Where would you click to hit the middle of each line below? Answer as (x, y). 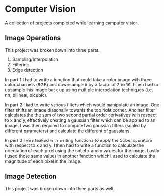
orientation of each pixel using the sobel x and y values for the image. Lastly (82, 150)
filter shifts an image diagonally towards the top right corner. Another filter (80, 110)
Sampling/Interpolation (35, 59)
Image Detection (31, 177)
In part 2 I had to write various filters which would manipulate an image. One (82, 105)
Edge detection (27, 70)
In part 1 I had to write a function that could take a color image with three (79, 79)
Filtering (21, 64)
